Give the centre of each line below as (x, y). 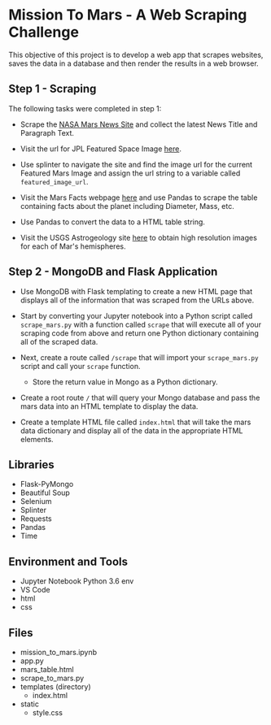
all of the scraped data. (59, 341)
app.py (32, 661)
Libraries (31, 465)
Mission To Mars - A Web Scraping (128, 15)
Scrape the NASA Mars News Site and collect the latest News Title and (139, 124)
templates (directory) (55, 687)
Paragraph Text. (47, 132)
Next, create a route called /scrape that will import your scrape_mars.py (139, 357)
